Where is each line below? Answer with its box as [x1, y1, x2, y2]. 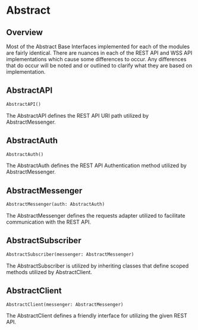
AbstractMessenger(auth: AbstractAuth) [6, 202, 105, 208]
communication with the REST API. [6, 218, 91, 226]
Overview [6, 27, 43, 37]
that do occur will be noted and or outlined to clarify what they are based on [6, 62, 193, 69]
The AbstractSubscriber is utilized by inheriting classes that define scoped [6, 262, 189, 269]
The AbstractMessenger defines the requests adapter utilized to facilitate [6, 212, 186, 219]
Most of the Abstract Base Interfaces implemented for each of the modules [6, 43, 190, 50]
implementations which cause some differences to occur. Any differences [6, 56, 187, 62]
